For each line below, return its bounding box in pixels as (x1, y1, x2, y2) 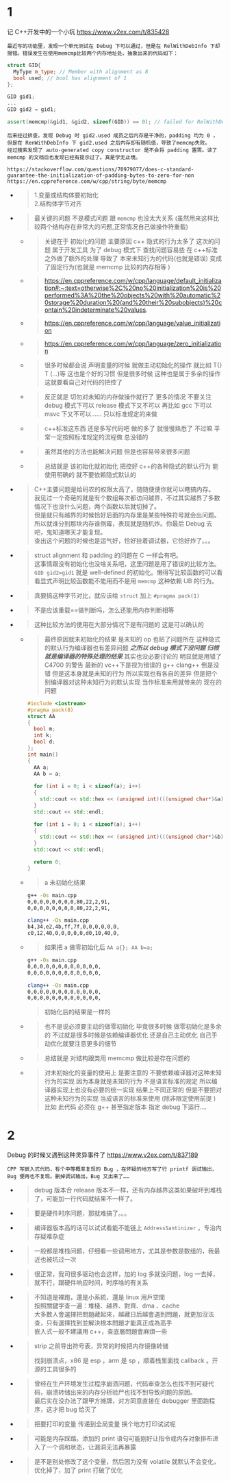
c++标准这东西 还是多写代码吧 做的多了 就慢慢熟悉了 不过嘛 (44, 424, 213, 432)
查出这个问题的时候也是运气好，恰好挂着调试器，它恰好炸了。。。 (34, 536, 214, 545)
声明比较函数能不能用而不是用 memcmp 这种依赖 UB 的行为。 (52, 576, 218, 585)
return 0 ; (33, 859, 62, 866)
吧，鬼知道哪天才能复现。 (34, 528, 107, 536)
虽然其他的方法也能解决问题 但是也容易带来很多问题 (44, 447, 190, 456)
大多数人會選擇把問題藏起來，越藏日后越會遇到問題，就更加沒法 (34, 1310, 214, 1319)
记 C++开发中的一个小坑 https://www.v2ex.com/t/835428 (7, 27, 170, 36)
